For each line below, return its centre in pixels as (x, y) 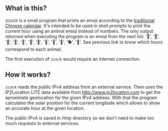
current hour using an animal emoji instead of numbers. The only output (79, 31)
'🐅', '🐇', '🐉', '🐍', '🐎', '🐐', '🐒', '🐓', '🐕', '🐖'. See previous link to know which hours (84, 42)
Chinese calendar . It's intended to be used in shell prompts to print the (78, 26)
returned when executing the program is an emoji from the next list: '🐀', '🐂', (82, 36)
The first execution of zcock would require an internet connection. (73, 59)
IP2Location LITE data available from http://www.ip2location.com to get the (83, 92)
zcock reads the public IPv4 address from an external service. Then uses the (84, 87)
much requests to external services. (42, 123)
